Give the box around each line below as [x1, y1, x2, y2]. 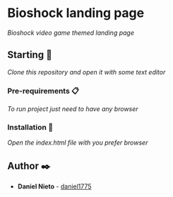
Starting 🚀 [7, 49, 53, 61]
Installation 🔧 [7, 122, 54, 132]
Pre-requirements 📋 [7, 86, 80, 96]
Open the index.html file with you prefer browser [7, 138, 148, 147]
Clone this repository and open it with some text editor [7, 67, 166, 76]
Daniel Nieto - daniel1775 [17, 182, 92, 191]
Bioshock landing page [7, 5, 145, 21]
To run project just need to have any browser [7, 105, 139, 113]
